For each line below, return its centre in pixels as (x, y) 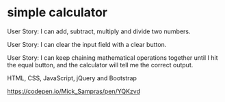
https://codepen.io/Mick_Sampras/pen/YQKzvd (74, 91)
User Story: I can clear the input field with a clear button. (87, 44)
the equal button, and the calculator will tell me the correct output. (100, 65)
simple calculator (57, 13)
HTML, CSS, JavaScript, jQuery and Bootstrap (72, 78)
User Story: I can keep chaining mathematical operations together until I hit (112, 57)
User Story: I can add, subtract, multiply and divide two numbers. (99, 31)
